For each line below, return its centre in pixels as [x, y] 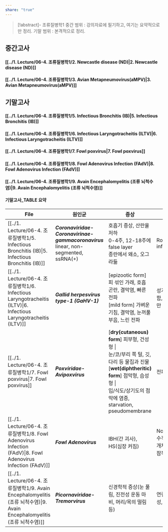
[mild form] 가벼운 [129, 305]
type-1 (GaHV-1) [77, 301]
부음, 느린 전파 [124, 320]
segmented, [69, 252]
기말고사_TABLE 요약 [26, 200]
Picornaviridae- [75, 494]
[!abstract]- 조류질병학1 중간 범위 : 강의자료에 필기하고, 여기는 [78, 25]
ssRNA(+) [67, 259]
